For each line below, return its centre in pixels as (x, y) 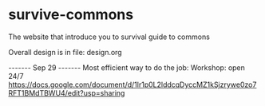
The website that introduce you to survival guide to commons (109, 37)
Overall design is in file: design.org (65, 52)
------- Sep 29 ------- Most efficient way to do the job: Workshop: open (127, 67)
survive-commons (71, 15)
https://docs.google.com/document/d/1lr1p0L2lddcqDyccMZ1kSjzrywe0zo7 (132, 84)
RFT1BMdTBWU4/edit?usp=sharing (67, 92)
